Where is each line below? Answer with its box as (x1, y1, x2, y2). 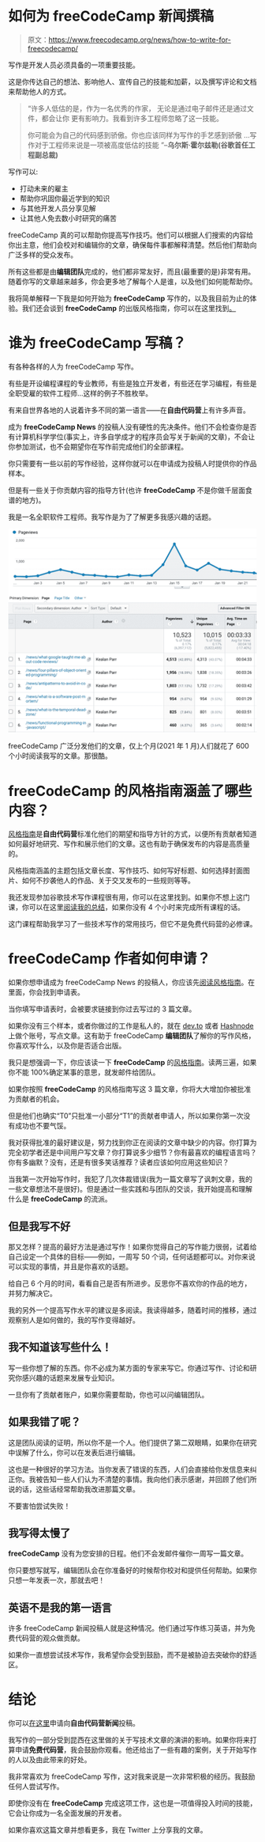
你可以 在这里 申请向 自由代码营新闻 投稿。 (8, 1719, 140, 1728)
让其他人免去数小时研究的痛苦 (19, 213, 117, 222)
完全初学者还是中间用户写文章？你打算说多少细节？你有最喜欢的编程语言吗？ (8, 1148, 257, 1158)
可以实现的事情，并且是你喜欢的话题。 (8, 1262, 132, 1272)
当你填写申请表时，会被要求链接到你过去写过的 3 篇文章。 (8, 1004, 196, 1014)
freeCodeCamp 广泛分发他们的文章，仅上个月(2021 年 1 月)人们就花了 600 (8, 741, 250, 751)
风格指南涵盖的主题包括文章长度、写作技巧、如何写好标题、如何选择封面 (8, 866, 243, 875)
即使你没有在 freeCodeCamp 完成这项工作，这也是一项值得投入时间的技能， (8, 1798, 257, 1808)
